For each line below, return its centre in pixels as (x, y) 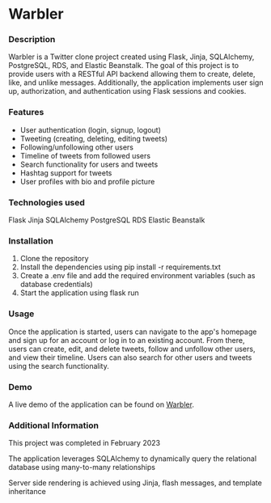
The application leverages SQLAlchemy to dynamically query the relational (133, 459)
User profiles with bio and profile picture (87, 181)
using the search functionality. (59, 366)
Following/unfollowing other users (76, 147)
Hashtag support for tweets (66, 173)
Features (26, 112)
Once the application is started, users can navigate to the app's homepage (133, 332)
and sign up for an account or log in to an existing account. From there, (127, 340)
